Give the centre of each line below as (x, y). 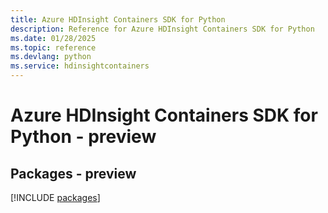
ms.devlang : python (51, 57)
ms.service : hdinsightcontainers (80, 66)
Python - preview (83, 137)
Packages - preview (73, 173)
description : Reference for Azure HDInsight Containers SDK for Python (162, 29)
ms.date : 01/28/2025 (53, 38)
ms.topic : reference (53, 47)
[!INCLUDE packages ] (55, 197)
